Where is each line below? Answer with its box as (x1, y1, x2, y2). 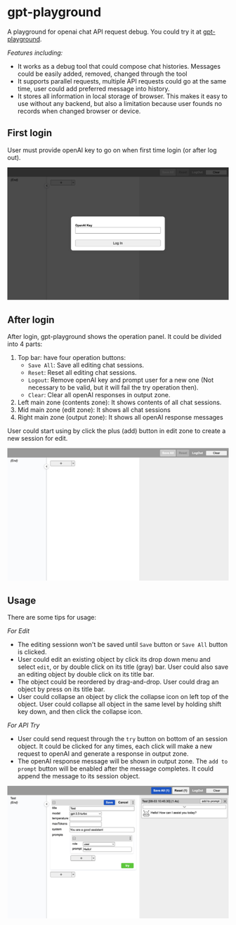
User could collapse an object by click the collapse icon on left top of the (17, 693, 229, 701)
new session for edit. (7, 434, 68, 443)
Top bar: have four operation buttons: (17, 354, 126, 362)
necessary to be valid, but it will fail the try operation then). (27, 383, 199, 392)
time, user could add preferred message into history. (17, 84, 170, 93)
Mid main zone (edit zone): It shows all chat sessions (17, 406, 171, 414)
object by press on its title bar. (17, 685, 105, 693)
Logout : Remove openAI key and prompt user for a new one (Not (27, 376, 214, 385)
